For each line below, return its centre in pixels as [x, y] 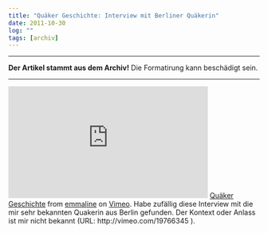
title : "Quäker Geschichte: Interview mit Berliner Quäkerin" [114, 16]
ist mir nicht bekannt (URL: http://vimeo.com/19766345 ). [102, 221]
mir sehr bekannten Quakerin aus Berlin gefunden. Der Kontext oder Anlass [132, 212]
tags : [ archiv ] [33, 38]
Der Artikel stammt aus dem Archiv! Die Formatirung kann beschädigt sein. [133, 68]
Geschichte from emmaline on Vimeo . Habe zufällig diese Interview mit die [131, 204]
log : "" [21, 30]
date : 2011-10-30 [37, 23]
